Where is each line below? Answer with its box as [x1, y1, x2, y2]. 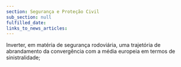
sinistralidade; [6, 54, 40, 61]
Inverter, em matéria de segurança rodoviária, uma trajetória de [6, 42, 161, 49]
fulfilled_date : [6, 20, 46, 25]
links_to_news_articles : [6, 25, 68, 31]
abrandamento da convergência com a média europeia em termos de [6, 48, 176, 55]
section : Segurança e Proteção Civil [6, 8, 100, 15]
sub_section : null [6, 14, 52, 20]
